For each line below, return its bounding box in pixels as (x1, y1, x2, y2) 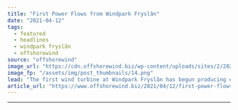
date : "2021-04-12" (7, 17, 65, 24)
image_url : (7, 63, 40, 70)
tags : (7, 23, 23, 30)
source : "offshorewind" (7, 56, 78, 63)
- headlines (13, 37, 50, 44)
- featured (13, 30, 46, 37)
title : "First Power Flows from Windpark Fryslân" (7, 10, 160, 18)
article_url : (7, 82, 46, 90)
